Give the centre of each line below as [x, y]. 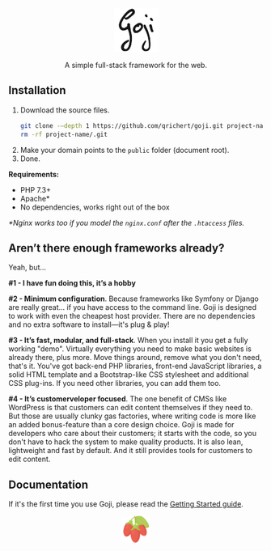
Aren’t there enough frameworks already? [116, 248]
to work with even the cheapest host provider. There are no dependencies [132, 316]
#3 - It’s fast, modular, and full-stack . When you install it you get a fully [128, 341]
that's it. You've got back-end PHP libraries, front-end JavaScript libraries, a [135, 366]
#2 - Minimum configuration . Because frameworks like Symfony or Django [133, 299]
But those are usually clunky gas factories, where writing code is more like [132, 416]
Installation [37, 90]
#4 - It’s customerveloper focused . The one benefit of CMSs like [118, 399]
